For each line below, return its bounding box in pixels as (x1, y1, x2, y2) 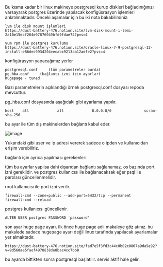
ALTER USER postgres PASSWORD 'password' (5, 215, 90, 220)
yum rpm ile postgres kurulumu (5, 41, 68, 46)
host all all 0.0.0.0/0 (5, 108, 112, 113)
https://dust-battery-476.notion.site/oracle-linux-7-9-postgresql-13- (5, 45, 153, 50)
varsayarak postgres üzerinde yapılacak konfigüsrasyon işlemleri (5, 9, 135, 15)
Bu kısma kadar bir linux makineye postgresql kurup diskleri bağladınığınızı (5, 4, 154, 10)
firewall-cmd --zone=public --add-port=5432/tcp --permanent (5, 193, 131, 198)
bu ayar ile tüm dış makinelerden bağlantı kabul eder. (5, 121, 111, 127)
